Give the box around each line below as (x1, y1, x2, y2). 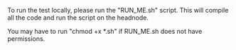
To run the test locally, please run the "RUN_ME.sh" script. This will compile (7, 6, 229, 14)
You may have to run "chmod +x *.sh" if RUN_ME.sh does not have (7, 27, 203, 35)
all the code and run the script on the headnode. (7, 13, 149, 22)
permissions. (7, 35, 45, 43)
